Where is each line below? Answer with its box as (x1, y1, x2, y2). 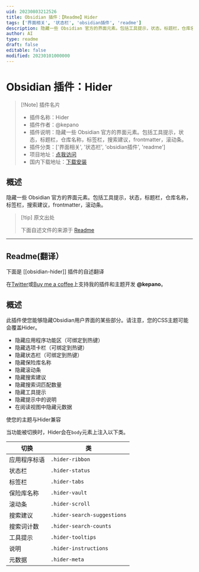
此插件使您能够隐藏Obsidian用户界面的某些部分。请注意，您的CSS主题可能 (6, 317, 189, 323)
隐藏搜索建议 (14, 374, 46, 380)
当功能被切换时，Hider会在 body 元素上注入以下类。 (6, 428, 129, 436)
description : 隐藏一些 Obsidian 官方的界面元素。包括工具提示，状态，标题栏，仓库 (6, 25, 191, 31)
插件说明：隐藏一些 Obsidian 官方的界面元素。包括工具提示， (29, 128, 179, 135)
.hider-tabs (50, 478, 85, 485)
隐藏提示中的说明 (14, 396, 57, 403)
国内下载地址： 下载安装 (29, 158, 87, 165)
